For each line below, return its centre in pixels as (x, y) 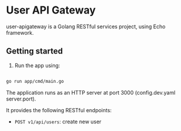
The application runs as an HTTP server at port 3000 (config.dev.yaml (91, 92)
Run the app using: (37, 65)
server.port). (21, 99)
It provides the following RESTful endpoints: (59, 110)
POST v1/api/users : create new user (58, 122)
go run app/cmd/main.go (35, 81)
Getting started (35, 51)
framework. (20, 32)
